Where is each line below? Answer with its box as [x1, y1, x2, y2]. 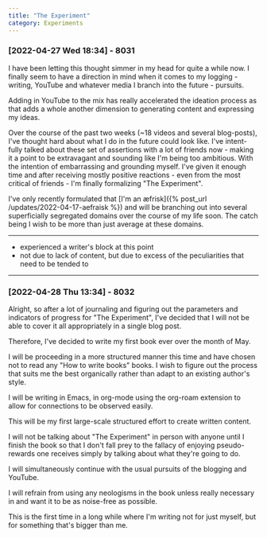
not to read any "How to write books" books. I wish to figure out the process [8, 361, 258, 370]
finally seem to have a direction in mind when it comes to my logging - [8, 72, 238, 81]
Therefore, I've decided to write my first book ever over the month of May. [8, 337, 251, 346]
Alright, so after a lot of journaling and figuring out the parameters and [8, 304, 238, 314]
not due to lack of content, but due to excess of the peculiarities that [19, 250, 245, 260]
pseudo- [216, 440, 245, 450]
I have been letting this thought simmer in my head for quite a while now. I [8, 63, 250, 72]
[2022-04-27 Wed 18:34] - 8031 [8, 45, 135, 56]
